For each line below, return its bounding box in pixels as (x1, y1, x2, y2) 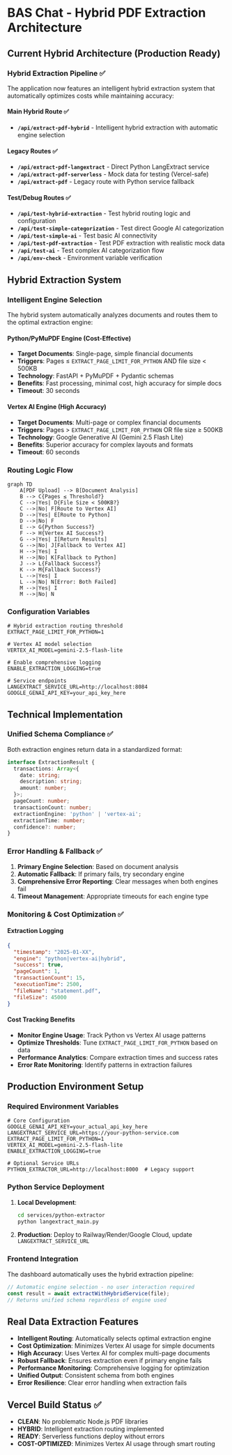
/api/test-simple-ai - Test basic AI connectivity (17, 231, 157, 240)
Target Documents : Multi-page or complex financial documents (17, 418, 201, 426)
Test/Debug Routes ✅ (7, 193, 71, 201)
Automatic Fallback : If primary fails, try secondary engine (17, 870, 185, 878)
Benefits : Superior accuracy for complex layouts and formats (17, 440, 194, 449)
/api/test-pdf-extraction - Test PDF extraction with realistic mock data (17, 239, 225, 247)
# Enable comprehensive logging (7, 659, 101, 666)
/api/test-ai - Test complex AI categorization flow (17, 246, 165, 255)
